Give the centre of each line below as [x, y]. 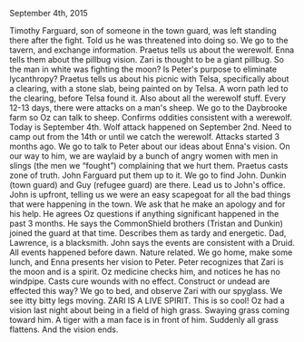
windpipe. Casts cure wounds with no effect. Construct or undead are [140, 281]
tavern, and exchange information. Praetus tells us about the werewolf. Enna [152, 50]
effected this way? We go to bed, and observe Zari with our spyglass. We [146, 291]
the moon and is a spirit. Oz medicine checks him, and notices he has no [145, 272]
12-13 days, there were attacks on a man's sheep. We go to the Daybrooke [148, 107]
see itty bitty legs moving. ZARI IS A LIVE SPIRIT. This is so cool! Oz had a [147, 300]
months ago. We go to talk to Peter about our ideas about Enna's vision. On [150, 146]
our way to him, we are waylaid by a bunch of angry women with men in [144, 156]
